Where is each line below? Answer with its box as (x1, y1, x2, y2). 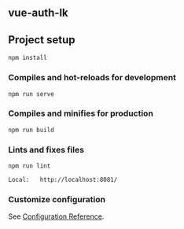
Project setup (8, 33, 76, 46)
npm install (8, 54, 47, 62)
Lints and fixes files (8, 144, 85, 155)
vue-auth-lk (8, 6, 68, 20)
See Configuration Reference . (8, 212, 105, 221)
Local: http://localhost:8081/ (8, 176, 118, 184)
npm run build (8, 126, 55, 134)
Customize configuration (8, 194, 106, 205)
